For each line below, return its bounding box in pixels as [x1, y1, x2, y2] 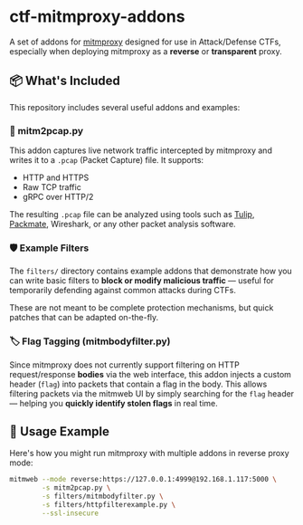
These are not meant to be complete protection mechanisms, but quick [9, 302, 274, 313]
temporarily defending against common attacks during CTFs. [9, 285, 237, 296]
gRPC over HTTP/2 [22, 192, 94, 203]
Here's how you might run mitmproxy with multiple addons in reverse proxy [9, 448, 289, 459]
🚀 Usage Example [9, 424, 110, 440]
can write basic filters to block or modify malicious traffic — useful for [9, 275, 274, 286]
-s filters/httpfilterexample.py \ [42, 501, 176, 510]
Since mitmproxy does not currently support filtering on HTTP [9, 359, 240, 370]
